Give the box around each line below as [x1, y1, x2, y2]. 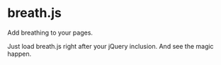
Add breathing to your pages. [7, 28, 93, 37]
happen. [7, 49, 32, 58]
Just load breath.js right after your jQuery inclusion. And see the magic [7, 42, 214, 50]
